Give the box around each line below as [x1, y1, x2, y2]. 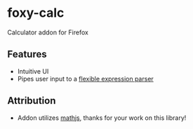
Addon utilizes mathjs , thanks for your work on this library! [17, 114, 187, 122]
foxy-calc [7, 5, 65, 21]
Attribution [7, 95, 56, 107]
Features [7, 48, 47, 60]
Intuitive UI [17, 67, 49, 75]
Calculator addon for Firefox [7, 28, 89, 36]
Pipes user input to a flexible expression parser [17, 74, 154, 83]
